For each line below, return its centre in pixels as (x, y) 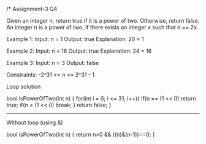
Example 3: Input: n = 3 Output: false (53, 63)
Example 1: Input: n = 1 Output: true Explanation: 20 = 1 (75, 39)
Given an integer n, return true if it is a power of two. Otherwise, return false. (103, 21)
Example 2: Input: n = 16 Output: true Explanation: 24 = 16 (79, 51)
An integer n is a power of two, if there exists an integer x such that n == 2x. (102, 27)
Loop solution (24, 86)
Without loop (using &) (35, 123)
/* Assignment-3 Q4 (32, 9)
